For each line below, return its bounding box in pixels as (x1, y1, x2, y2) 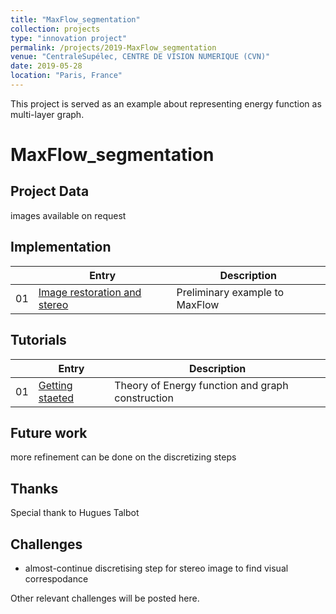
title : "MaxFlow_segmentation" (10, 14, 141, 25)
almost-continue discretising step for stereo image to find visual (24, 562, 289, 574)
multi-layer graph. (10, 108, 85, 120)
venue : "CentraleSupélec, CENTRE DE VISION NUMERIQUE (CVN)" (10, 52, 271, 62)
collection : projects (10, 24, 101, 34)
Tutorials (10, 332, 67, 349)
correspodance (24, 572, 89, 585)
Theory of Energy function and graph (114, 378, 289, 392)
